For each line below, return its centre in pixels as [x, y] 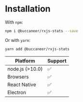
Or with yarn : [18, 40]
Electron [17, 92]
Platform [25, 61]
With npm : [14, 22]
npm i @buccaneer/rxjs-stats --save [41, 31]
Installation [28, 9]
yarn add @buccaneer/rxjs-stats [37, 49]
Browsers [18, 76]
